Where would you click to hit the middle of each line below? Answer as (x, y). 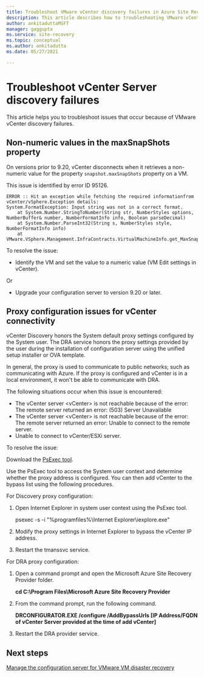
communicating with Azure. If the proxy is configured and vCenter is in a (97, 373)
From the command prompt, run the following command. (86, 604)
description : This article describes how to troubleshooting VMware (95, 18)
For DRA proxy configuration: (43, 562)
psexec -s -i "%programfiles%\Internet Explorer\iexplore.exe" (92, 520)
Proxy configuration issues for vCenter (81, 311)
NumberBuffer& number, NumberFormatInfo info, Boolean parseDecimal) (96, 218)
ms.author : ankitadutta (36, 46)
